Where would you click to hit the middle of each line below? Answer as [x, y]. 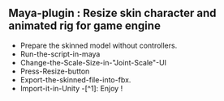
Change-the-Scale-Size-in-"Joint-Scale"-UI [93, 62]
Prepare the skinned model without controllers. [99, 45]
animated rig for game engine [84, 26]
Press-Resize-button [55, 71]
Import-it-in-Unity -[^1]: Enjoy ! [71, 88]
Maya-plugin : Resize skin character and [112, 13]
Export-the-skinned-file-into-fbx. [75, 79]
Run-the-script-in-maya [60, 54]
